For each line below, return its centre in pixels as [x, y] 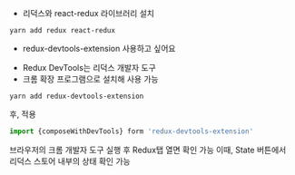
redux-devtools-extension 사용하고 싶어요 [99, 49]
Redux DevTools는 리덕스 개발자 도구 [89, 68]
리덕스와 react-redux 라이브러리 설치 [88, 13]
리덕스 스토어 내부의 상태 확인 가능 [70, 160]
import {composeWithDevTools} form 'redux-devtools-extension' [132, 131]
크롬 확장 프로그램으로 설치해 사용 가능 [90, 79]
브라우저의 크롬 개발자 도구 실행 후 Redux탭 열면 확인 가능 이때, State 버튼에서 [148, 150]
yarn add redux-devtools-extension [77, 96]
